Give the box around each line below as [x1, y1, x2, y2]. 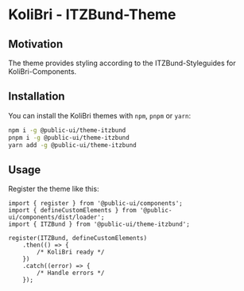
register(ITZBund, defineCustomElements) [8, 235, 148, 242]
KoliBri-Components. [8, 67, 77, 76]
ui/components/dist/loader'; [8, 213, 105, 222]
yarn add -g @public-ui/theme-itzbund [8, 141, 137, 149]
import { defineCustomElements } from [8, 207, 137, 215]
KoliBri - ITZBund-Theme [8, 6, 176, 24]
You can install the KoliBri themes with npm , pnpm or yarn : [8, 111, 192, 120]
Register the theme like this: [8, 184, 99, 194]
